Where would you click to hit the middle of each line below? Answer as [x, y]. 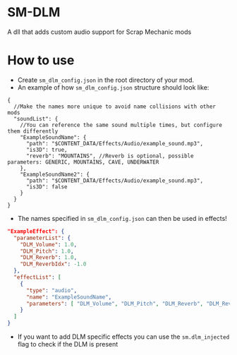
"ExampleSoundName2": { [55, 174]
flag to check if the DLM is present [68, 344]
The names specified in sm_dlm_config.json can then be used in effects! [122, 218]
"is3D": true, [47, 150]
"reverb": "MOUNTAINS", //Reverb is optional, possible [110, 156]
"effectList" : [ [37, 277]
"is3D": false [47, 187]
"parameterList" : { [42, 238]
